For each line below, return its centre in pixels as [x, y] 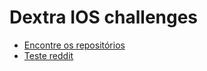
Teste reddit [48, 55]
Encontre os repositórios [74, 45]
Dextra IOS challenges [104, 17]
